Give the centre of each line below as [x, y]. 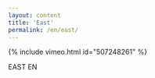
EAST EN [23, 67]
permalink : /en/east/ [43, 30]
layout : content [34, 15]
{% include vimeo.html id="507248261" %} [77, 52]
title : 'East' [31, 23]
